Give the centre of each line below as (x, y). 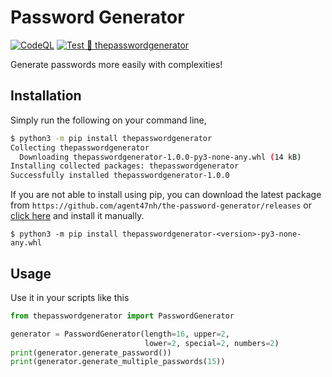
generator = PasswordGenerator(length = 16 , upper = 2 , (120, 334)
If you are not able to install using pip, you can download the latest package (166, 195)
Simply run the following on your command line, (108, 120)
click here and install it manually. (77, 216)
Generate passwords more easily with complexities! (116, 64)
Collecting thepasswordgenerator (80, 147)
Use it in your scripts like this (70, 297)
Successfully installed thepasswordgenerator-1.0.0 (120, 176)
